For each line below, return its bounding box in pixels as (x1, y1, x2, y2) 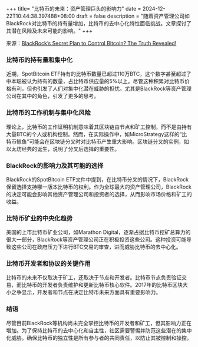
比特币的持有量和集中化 (6, 55, 72, 64)
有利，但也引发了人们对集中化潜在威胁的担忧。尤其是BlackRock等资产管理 (11, 85, 192, 92)
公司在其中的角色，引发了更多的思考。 (6, 92, 99, 100)
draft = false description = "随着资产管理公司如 (76, 12, 190, 19)
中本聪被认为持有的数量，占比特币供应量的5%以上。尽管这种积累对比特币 (6, 78, 185, 85)
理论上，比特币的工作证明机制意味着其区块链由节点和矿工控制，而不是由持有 (6, 123, 192, 130)
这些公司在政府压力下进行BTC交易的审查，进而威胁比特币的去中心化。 (11, 243, 181, 250)
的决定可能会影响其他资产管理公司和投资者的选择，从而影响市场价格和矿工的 (6, 190, 192, 197)
